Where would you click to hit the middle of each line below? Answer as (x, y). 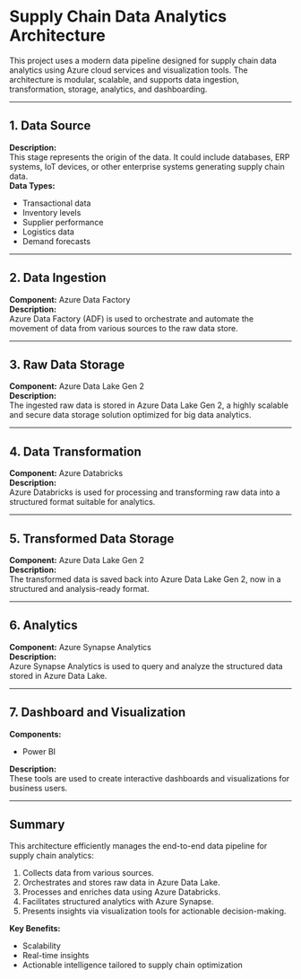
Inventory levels (52, 212)
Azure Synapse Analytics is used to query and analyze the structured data (146, 666)
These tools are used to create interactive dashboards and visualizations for (150, 778)
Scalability (41, 946)
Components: (35, 734)
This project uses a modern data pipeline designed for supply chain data (143, 60)
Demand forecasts (56, 241)
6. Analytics (43, 626)
